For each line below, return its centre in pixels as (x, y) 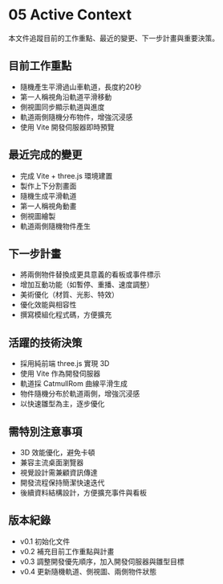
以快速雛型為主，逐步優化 (62, 404)
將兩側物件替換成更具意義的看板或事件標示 (90, 274)
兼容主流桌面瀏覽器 (52, 463)
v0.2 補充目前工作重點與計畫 (67, 551)
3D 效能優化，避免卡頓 (57, 452)
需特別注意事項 (45, 432)
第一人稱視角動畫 (48, 206)
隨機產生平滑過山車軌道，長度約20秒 (81, 87)
